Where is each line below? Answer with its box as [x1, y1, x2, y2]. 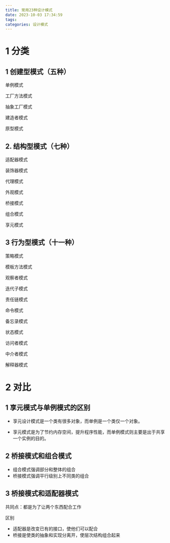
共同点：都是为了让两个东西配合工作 [5, 504, 82, 510]
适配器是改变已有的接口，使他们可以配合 [12, 526, 98, 532]
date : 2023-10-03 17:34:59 [5, 12, 63, 17]
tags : [5, 17, 17, 22]
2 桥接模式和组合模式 [5, 452, 72, 461]
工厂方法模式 [5, 93, 32, 99]
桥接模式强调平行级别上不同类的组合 [12, 472, 89, 479]
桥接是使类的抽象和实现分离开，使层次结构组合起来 [12, 532, 120, 538]
